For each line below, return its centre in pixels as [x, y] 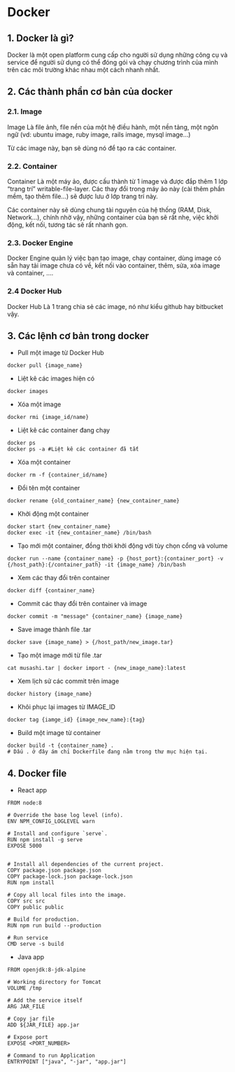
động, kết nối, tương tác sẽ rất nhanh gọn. [67, 224]
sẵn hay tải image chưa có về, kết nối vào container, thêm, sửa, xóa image [114, 266]
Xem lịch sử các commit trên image [68, 681]
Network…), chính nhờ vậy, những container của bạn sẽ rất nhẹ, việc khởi [113, 217]
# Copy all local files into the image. [67, 895]
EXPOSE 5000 [24, 846]
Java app [31, 957]
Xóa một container [44, 462]
